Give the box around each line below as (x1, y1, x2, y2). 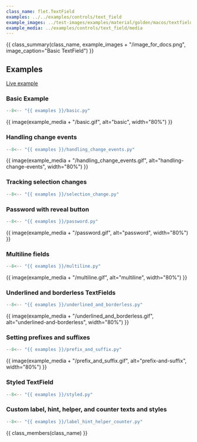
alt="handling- (148, 157, 184, 164)
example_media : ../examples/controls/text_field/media (6, 25, 143, 31)
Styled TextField (6, 378, 54, 386)
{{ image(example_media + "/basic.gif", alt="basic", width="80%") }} (6, 119, 173, 126)
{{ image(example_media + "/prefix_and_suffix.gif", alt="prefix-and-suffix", (6, 357, 187, 365)
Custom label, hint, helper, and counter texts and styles (6, 406, 167, 414)
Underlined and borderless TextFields (6, 288, 116, 296)
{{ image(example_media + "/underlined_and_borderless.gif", (6, 312, 154, 320)
